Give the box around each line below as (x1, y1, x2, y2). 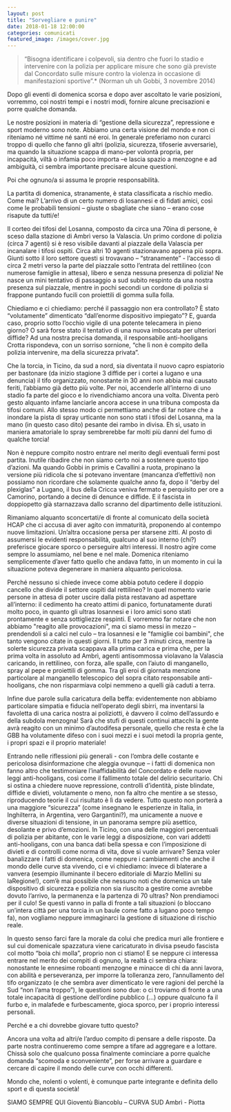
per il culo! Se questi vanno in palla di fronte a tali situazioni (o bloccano (7, 899, 212, 907)
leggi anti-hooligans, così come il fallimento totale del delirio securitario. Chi (7, 774, 223, 782)
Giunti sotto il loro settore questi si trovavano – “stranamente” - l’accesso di (7, 254, 221, 263)
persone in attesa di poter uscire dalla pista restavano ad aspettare (7, 593, 197, 602)
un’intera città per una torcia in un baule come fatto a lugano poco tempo (7, 907, 215, 915)
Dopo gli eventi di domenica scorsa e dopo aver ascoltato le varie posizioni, (7, 91, 222, 99)
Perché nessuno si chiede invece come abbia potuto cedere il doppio (7, 578, 204, 586)
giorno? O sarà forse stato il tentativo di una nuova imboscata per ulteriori (7, 326, 217, 335)
